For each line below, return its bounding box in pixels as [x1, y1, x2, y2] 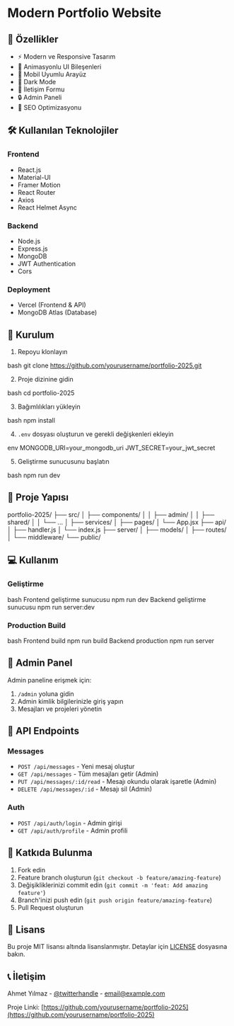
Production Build [7, 620, 66, 630]
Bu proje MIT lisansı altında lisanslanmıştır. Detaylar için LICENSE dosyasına [7, 942, 228, 951]
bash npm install [7, 416, 55, 425]
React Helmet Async [17, 203, 78, 212]
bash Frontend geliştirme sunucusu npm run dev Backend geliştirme [7, 595, 206, 603]
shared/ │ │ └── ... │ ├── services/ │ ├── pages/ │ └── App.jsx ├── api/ [7, 518, 226, 526]
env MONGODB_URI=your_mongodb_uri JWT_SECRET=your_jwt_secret [7, 444, 216, 452]
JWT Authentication [17, 259, 76, 268]
